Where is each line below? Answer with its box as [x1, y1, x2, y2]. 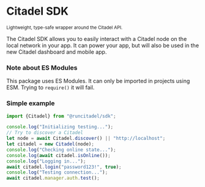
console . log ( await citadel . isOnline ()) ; [6, 152, 111, 158]
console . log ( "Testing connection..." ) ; [6, 169, 108, 175]
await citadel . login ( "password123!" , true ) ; [6, 164, 122, 170]
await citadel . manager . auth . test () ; [6, 175, 100, 182]
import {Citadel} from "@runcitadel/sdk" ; [6, 113, 116, 119]
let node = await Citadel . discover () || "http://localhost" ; [6, 136, 166, 142]
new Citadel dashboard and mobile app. [6, 48, 107, 56]
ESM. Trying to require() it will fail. [6, 84, 95, 91]
